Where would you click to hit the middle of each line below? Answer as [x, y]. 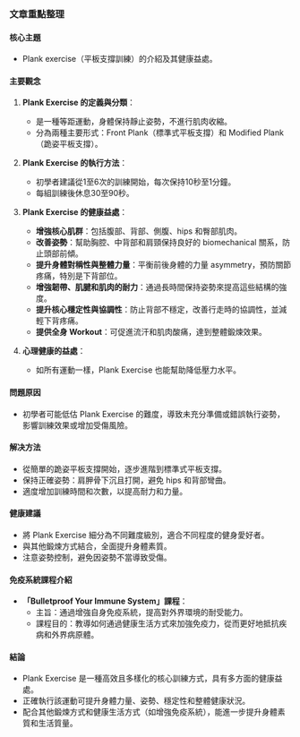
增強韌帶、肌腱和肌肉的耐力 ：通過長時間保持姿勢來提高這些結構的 [157, 287]
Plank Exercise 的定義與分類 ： [79, 103]
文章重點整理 [37, 13]
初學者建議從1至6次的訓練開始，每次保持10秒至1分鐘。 [136, 182]
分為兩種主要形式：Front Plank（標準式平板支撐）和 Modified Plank [160, 133]
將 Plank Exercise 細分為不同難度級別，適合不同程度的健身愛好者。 [146, 535]
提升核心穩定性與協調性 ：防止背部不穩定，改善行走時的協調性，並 [157, 310]
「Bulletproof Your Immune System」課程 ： [105, 601]
